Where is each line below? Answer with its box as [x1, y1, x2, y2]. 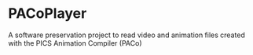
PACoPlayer [8, 5, 87, 22]
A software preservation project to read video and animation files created [8, 30, 245, 40]
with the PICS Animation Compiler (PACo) [8, 38, 143, 47]
